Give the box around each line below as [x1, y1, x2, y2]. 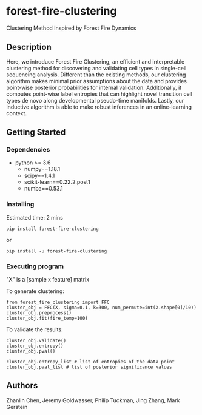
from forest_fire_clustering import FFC [6, 299, 110, 306]
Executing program [6, 262, 64, 271]
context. [6, 109, 27, 116]
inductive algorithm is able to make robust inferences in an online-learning [6, 103, 192, 110]
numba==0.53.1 [24, 185, 63, 192]
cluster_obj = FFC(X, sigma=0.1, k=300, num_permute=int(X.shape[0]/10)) [6, 305, 197, 311]
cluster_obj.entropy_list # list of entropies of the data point [6, 359, 175, 365]
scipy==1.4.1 [24, 172, 55, 180]
